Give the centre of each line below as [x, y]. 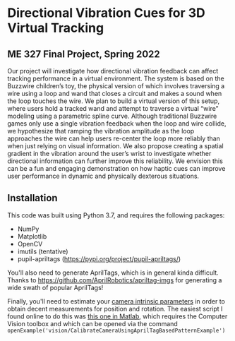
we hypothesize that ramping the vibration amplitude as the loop [101, 131]
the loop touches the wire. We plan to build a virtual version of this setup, [114, 101]
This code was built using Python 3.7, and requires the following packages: [116, 215]
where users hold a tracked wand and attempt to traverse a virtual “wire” [113, 108]
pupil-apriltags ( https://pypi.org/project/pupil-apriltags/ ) [99, 258]
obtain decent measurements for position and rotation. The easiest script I [115, 309]
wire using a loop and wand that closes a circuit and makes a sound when [115, 94]
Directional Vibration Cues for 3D [107, 13]
